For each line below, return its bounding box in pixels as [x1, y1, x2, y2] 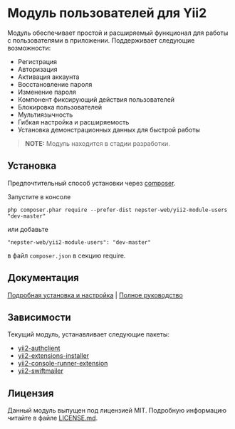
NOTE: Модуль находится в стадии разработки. [24, 139, 171, 147]
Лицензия [7, 387, 54, 399]
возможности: [7, 43, 51, 52]
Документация [7, 272, 80, 284]
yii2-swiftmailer [17, 366, 64, 375]
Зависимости [7, 311, 71, 323]
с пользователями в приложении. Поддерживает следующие [7, 36, 195, 44]
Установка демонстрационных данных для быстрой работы [17, 125, 201, 134]
